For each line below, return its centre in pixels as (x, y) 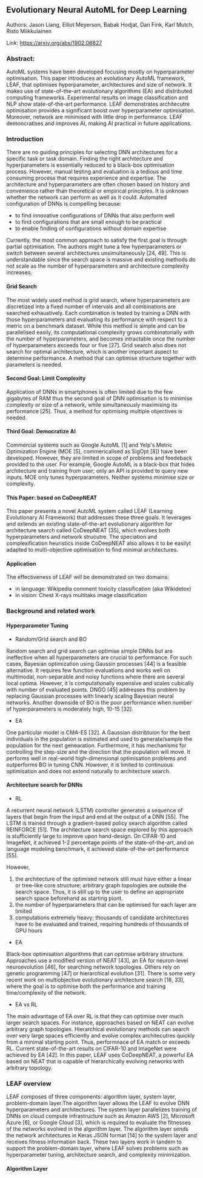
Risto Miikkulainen (29, 31)
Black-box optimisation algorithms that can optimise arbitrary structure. (95, 954)
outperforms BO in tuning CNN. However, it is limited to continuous (90, 765)
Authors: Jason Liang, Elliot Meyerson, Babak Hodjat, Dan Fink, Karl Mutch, (100, 24)
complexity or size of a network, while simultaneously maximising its (92, 405)
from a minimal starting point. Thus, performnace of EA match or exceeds (98, 1042)
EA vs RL (26, 1004)
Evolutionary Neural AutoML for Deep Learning (97, 10)
